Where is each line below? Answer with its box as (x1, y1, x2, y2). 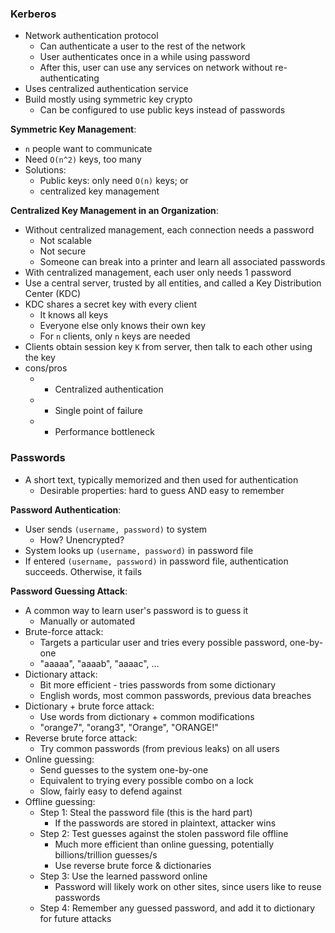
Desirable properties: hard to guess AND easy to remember (39, 484, 285, 496)
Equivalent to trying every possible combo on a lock (39, 774, 254, 786)
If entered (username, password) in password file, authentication (24, 555, 289, 567)
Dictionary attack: (24, 668, 98, 680)
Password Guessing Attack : (10, 585, 128, 597)
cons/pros (24, 362, 68, 374)
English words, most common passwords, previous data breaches (39, 689, 312, 701)
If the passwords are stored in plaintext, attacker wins (54, 817, 277, 829)
